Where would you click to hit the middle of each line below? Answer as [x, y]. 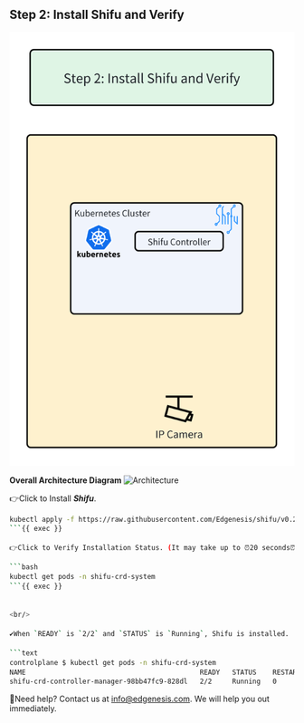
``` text [24, 653]
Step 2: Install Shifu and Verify [97, 15]
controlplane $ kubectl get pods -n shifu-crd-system [113, 662]
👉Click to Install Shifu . [53, 498]
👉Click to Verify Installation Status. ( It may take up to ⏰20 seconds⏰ [152, 548]
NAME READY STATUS [133, 672]
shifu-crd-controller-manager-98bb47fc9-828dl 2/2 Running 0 [143, 682]
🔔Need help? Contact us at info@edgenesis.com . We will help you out [139, 699]
